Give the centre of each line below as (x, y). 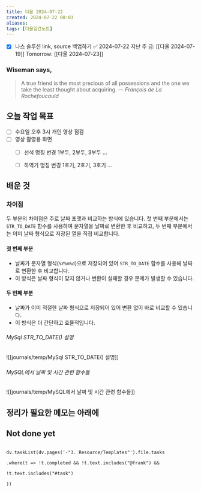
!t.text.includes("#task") (40, 474)
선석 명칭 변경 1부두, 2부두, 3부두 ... (65, 152)
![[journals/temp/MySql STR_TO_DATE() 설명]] (62, 357)
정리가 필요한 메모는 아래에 (52, 413)
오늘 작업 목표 (30, 116)
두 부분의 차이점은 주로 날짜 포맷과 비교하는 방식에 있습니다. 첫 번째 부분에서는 (97, 219)
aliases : (17, 23)
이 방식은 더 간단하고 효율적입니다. (55, 322)
